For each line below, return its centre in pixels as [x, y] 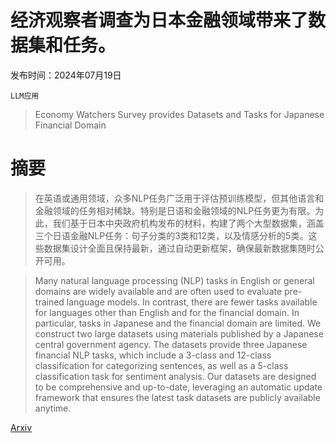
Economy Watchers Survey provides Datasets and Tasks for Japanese [179, 114]
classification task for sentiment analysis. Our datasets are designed [175, 376]
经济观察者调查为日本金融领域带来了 [159, 20]
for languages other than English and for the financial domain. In [167, 312]
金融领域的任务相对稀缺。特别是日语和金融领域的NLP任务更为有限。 [175, 210]
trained [49, 302]
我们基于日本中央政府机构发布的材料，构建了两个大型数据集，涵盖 [188, 223]
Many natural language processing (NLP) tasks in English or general [174, 280]
